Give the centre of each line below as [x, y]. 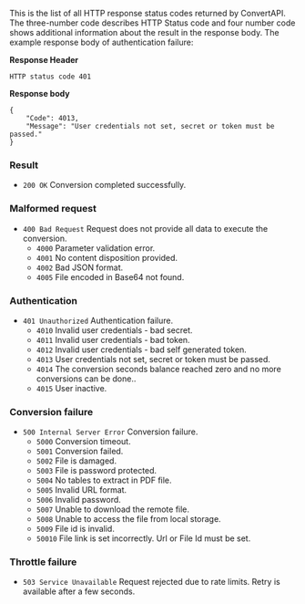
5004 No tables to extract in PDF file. [104, 480]
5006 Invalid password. [78, 500]
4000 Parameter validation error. [96, 248]
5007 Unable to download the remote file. [112, 509]
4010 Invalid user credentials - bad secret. [114, 330]
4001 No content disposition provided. [107, 257]
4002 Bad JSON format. [80, 267]
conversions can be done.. [86, 379]
